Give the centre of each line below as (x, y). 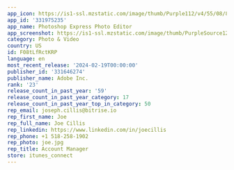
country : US (24, 46)
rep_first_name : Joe (37, 117)
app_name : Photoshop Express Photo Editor (70, 26)
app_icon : (22, 14)
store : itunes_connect (40, 156)
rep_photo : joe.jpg (36, 143)
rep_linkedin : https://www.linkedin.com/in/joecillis (87, 130)
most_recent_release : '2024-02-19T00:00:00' (73, 65)
